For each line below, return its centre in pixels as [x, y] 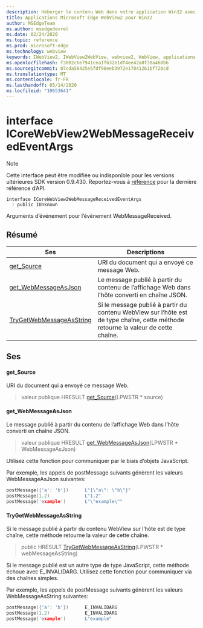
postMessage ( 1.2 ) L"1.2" [54, 496]
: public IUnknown [35, 204]
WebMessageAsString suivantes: [47, 596]
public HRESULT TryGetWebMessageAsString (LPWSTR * [92, 547]
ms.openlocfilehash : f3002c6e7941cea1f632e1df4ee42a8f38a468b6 [88, 62]
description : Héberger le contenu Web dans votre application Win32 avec [101, 12]
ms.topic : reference [32, 40]
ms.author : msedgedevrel [37, 29]
